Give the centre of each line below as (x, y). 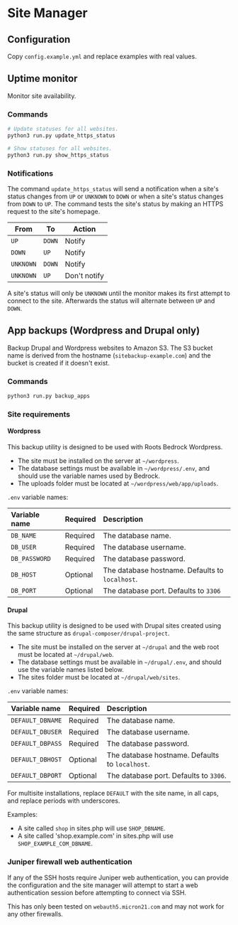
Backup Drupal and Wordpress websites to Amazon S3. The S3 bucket (110, 348)
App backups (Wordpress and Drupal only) (104, 331)
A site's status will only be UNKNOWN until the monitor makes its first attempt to (119, 293)
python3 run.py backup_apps (49, 396)
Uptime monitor (42, 79)
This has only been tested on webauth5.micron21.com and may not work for (116, 906)
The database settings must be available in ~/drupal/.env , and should (119, 662)
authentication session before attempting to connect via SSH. (97, 892)
